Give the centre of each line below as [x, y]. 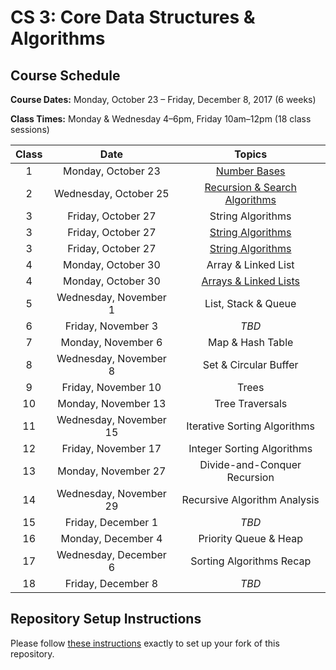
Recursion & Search [250, 187]
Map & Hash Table [251, 342]
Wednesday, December [111, 554]
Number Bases [250, 171]
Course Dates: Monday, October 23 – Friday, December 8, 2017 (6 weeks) [163, 99]
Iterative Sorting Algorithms [251, 426]
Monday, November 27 [112, 471]
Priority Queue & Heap [250, 538]
